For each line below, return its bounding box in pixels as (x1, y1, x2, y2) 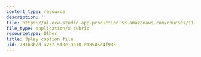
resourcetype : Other (6, 31, 58, 37)
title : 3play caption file (6, 36, 74, 42)
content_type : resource (6, 8, 66, 15)
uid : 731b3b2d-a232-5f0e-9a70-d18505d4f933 (6, 42, 117, 48)
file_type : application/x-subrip (6, 25, 90, 31)
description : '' (6, 14, 47, 20)
